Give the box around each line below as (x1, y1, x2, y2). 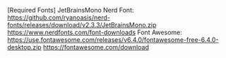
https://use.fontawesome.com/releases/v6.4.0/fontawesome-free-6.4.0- (7, 36, 219, 44)
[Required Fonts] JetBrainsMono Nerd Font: (7, 6, 134, 14)
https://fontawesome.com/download (42, 43, 150, 51)
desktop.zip (7, 43, 42, 51)
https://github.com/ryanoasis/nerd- (7, 13, 111, 22)
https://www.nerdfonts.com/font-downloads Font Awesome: (7, 28, 182, 36)
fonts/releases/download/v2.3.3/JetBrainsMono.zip (7, 21, 157, 29)
